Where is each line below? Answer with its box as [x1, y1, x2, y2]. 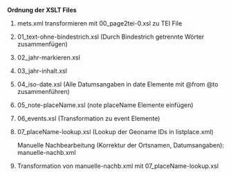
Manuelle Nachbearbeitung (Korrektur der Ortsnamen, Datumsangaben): [17, 141, 225, 149]
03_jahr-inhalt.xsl [17, 67, 68, 75]
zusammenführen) [17, 88, 71, 95]
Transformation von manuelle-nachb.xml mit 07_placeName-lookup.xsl [17, 162, 219, 170]
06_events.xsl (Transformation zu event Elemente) [17, 114, 160, 122]
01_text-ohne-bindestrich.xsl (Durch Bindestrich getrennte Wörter [17, 32, 205, 41]
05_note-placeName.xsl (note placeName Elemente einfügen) [17, 101, 194, 109]
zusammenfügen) [17, 40, 68, 48]
